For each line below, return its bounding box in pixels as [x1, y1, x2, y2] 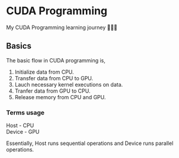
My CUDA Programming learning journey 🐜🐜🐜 [6, 24, 117, 31]
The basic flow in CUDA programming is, [6, 56, 106, 64]
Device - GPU [6, 128, 40, 135]
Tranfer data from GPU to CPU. [14, 87, 91, 94]
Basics [6, 41, 31, 51]
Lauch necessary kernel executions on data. [14, 81, 123, 88]
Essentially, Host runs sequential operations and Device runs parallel [6, 140, 174, 147]
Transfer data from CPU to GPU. [14, 74, 94, 81]
